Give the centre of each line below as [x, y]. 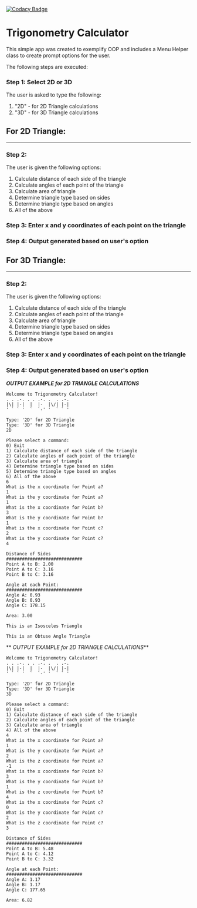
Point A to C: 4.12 [30, 854]
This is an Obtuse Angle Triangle [48, 636]
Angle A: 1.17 [23, 879]
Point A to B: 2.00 [30, 564]
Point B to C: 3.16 [30, 574]
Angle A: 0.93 [23, 595]
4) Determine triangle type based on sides [60, 466]
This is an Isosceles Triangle [44, 626]
